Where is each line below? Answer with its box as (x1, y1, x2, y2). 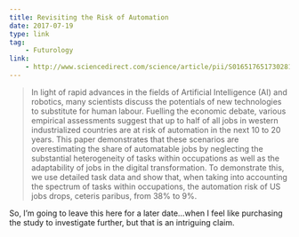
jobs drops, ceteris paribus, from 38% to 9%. (30, 190, 198, 201)
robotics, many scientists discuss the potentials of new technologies (30, 96, 282, 107)
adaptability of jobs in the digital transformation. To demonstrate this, (30, 162, 285, 173)
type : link (9, 29, 50, 38)
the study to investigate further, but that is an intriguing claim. (9, 217, 235, 227)
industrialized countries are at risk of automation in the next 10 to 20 (30, 124, 281, 135)
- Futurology (25, 46, 74, 55)
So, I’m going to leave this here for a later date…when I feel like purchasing (9, 208, 283, 218)
